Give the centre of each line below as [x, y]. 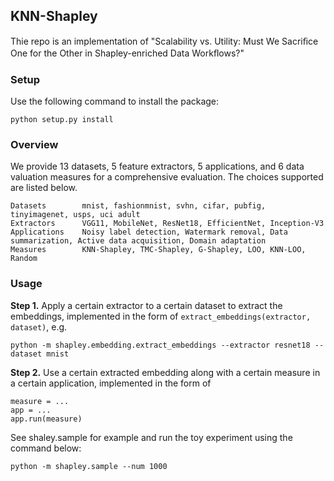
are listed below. [44, 188]
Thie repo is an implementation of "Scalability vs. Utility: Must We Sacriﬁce [164, 41]
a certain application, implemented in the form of [111, 383]
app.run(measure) [46, 419]
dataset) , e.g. [39, 326]
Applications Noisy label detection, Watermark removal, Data [149, 232]
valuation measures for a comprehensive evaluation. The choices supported [167, 177]
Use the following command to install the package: [115, 101]
